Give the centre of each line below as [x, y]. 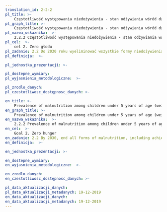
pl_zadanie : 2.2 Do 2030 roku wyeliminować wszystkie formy [69, 51]
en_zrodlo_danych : [24, 174]
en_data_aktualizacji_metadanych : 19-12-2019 [53, 202]
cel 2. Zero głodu [33, 47]
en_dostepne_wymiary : [28, 160]
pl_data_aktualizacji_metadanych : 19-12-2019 [53, 192]
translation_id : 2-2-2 [29, 10]
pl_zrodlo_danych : [24, 87]
